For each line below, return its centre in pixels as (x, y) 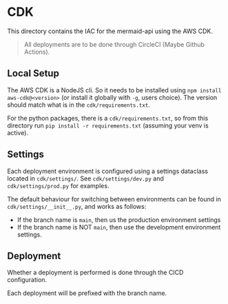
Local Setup (33, 73)
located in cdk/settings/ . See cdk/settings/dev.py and (85, 178)
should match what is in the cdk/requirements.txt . (79, 105)
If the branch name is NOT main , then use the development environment (119, 227)
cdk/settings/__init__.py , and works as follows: (77, 206)
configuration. (27, 280)
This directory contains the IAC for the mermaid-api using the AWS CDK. (110, 31)
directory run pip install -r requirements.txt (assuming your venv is (108, 125)
